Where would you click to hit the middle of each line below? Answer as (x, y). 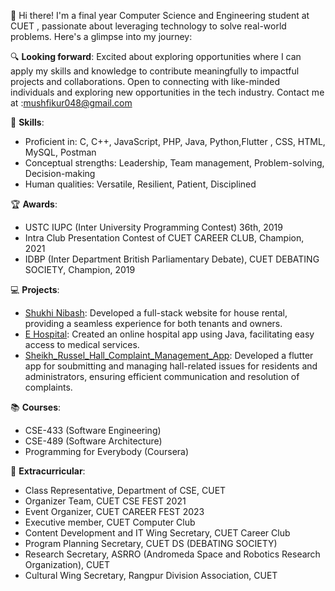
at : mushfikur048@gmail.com (71, 103)
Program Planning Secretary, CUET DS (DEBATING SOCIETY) (151, 543)
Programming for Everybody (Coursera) (107, 451)
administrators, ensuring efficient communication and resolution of (162, 376)
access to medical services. (82, 344)
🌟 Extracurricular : (48, 471)
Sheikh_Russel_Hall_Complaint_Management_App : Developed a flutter (169, 355)
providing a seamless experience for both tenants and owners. (153, 323)
